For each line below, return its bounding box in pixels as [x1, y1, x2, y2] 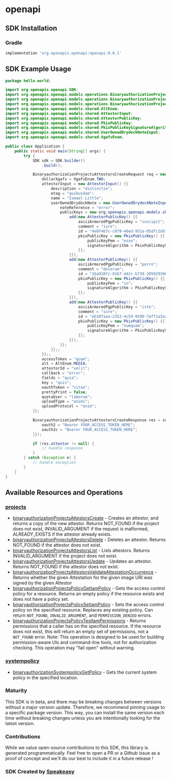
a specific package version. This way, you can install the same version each [5, 709, 164, 715]
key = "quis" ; [41, 380, 72, 385]
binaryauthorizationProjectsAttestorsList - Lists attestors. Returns [12, 547, 150, 554]
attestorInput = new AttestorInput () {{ [41, 182, 129, 187]
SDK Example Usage [5, 65, 71, 73]
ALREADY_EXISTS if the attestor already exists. [12, 531, 112, 537]
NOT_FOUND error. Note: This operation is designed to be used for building [12, 634, 164, 640]
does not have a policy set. [12, 596, 70, 602]
